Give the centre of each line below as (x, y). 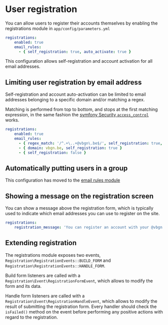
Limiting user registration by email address (73, 82)
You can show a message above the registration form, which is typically (79, 208)
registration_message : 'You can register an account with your (82, 227)
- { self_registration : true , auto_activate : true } (75, 52)
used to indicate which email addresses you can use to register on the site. (82, 214)
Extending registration (41, 243)
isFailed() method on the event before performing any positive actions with (84, 311)
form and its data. (23, 286)
